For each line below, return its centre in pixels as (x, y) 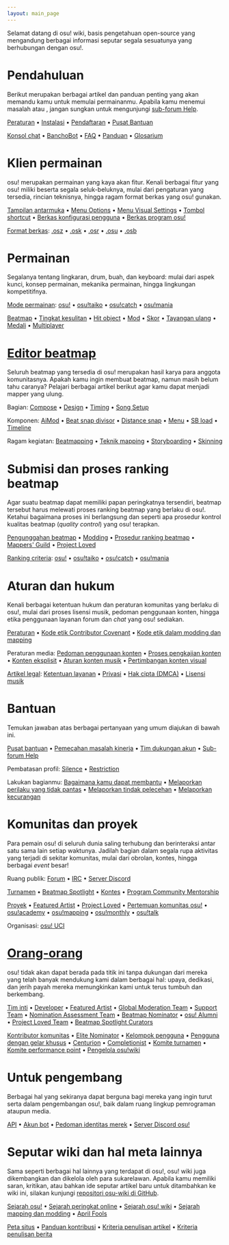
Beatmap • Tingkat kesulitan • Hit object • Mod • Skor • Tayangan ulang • (112, 318)
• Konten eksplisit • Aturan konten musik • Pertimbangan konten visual (107, 661)
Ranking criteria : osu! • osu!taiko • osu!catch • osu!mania (88, 558)
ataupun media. (29, 1111)
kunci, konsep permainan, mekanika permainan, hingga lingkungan (102, 285)
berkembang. (26, 994)
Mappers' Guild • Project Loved (52, 545)
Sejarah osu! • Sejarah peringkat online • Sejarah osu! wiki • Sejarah (104, 1206)
